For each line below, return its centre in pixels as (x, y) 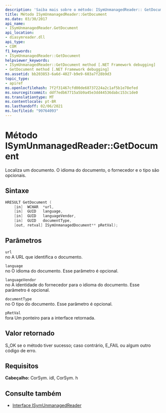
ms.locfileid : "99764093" (32, 111)
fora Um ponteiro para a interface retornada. (50, 318)
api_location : (20, 33)
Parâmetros (23, 241)
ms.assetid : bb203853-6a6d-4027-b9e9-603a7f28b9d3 (58, 74)
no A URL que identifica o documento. (44, 257)
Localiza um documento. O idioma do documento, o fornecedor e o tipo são (82, 170)
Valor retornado (30, 334)
